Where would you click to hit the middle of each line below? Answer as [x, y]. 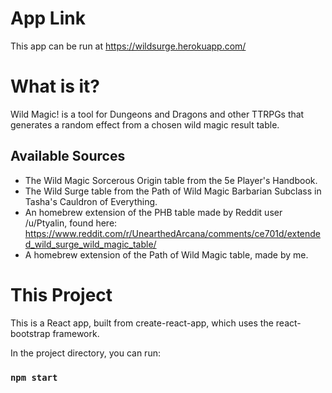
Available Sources [68, 156]
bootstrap [30, 333]
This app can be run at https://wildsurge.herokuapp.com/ [128, 46]
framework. [76, 333]
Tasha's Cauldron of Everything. [91, 201]
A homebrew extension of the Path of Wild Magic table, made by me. [166, 254]
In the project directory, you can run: [85, 353]
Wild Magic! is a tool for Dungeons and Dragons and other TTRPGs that [157, 114]
